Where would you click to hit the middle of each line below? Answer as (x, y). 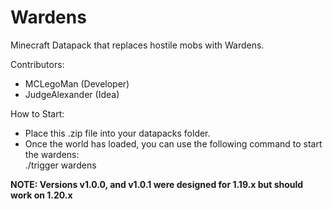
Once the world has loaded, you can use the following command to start (173, 143)
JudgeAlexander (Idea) (72, 94)
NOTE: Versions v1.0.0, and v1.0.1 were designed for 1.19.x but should (157, 184)
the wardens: (52, 154)
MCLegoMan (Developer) (77, 83)
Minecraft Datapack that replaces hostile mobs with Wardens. (137, 45)
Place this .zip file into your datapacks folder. (117, 133)
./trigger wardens (60, 165)
